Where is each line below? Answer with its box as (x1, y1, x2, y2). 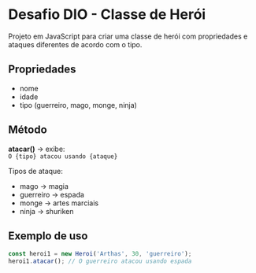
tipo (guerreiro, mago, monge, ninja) (19, 100, 138, 109)
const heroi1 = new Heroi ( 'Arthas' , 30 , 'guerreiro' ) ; (8, 250, 192, 258)
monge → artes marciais (19, 198, 99, 208)
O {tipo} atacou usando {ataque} (8, 152, 118, 160)
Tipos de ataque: (8, 166, 63, 175)
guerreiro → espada (19, 190, 85, 199)
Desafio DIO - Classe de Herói (8, 6, 206, 24)
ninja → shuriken (19, 206, 74, 216)
